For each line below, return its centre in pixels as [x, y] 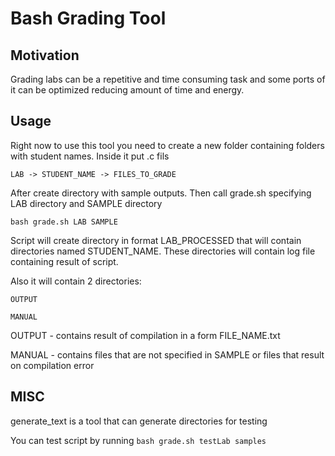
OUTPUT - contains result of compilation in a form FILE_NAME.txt [145, 335]
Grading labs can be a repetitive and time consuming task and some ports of [168, 79]
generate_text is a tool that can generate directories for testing [139, 421]
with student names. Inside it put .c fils [90, 156]
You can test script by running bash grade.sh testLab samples [138, 440]
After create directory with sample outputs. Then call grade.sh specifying [161, 193]
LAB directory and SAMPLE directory [86, 203]
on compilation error [52, 365]
